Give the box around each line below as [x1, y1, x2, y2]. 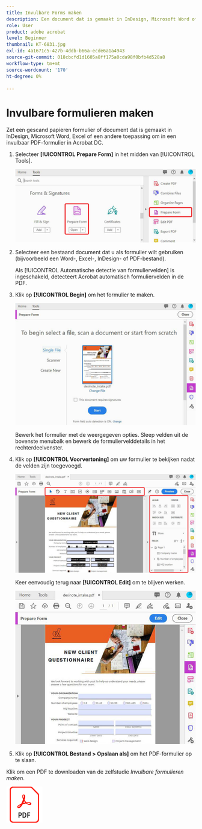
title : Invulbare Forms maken [6, 10, 82, 16]
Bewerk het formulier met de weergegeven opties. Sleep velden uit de [14, 431, 188, 439]
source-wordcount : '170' [6, 67, 69, 73]
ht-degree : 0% [6, 73, 42, 80]
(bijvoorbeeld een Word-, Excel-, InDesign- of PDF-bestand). [14, 255, 167, 262]
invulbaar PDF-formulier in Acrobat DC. [6, 139, 103, 146]
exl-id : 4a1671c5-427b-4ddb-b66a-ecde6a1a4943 [6, 48, 125, 54]
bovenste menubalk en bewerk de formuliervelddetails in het [14, 437, 165, 445]
